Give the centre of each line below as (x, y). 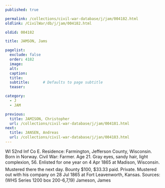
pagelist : (15, 50)
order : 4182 (22, 60)
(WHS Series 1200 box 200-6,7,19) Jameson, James (58, 180)
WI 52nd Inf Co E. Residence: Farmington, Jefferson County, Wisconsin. (79, 151)
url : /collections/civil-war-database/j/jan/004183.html (70, 137)
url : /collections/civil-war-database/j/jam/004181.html (70, 124)
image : (16, 64)
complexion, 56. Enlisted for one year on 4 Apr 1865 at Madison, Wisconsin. (82, 162)
